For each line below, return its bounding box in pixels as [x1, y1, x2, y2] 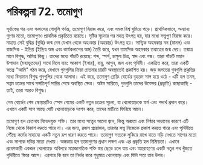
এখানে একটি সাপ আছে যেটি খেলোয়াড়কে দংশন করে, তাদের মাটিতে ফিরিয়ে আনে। [6, 105, 145, 112]
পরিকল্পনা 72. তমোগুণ [6, 5, 83, 19]
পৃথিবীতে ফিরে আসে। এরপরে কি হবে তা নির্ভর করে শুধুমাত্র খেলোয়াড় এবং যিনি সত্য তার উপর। [6, 151, 166, 158]
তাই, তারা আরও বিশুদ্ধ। [6, 86, 48, 94]
